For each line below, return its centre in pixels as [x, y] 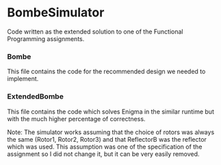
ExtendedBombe [35, 97]
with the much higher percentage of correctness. [76, 118]
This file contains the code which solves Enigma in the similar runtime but [110, 112]
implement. [23, 79]
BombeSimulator [56, 13]
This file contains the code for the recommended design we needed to [106, 72]
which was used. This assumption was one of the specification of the [105, 147]
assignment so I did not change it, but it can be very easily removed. [103, 154]
